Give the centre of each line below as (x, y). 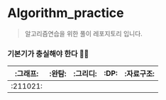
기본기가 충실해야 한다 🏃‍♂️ (48, 53)
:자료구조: (139, 74)
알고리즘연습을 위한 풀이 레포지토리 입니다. (84, 33)
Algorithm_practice (66, 13)
